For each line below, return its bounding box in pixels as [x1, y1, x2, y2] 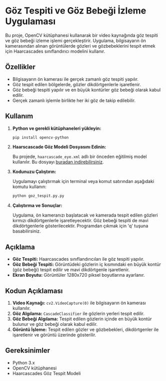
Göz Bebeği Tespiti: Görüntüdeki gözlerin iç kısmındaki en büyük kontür [12, 261, 161, 268]
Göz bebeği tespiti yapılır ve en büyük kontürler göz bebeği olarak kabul [12, 87, 161, 93]
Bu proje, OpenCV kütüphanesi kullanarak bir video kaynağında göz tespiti [5, 32, 158, 38]
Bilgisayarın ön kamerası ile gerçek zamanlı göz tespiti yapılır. [12, 76, 139, 82]
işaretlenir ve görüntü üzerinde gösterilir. [12, 331, 96, 338]
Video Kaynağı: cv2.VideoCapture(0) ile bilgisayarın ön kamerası [12, 300, 146, 306]
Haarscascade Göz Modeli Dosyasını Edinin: [12, 144, 106, 150]
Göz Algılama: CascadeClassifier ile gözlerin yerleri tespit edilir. [12, 310, 145, 316]
